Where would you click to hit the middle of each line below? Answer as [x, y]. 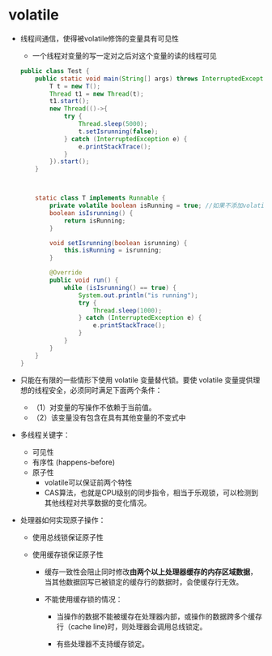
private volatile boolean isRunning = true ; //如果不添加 [146, 206]
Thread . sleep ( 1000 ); [127, 310]
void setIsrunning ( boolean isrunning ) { [119, 243]
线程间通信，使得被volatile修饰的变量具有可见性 [100, 38]
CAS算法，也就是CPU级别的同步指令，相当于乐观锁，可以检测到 [151, 492]
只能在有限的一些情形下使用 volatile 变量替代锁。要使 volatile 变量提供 [136, 380]
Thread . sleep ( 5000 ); [113, 124]
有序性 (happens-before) [74, 462]
